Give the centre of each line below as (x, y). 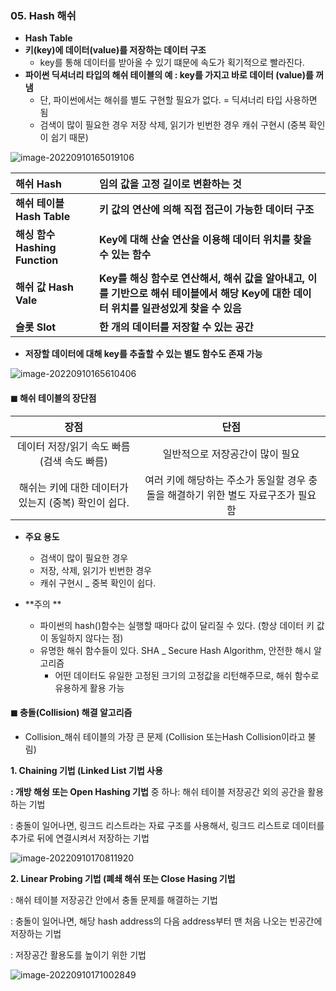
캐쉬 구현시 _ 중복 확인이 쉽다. (98, 583)
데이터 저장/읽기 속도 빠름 (73, 446)
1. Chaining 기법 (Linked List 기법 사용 (86, 770)
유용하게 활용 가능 (89, 688)
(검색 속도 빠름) (73, 461)
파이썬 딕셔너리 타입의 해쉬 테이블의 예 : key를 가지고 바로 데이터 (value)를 (169, 75)
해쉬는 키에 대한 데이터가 (73, 487)
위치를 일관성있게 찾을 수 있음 (176, 309)
